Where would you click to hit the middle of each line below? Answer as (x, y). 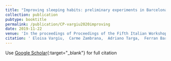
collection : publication (32, 15)
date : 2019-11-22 (24, 29)
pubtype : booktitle (26, 19)
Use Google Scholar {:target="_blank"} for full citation (61, 53)
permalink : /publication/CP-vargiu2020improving (58, 24)
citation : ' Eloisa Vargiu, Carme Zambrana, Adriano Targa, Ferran (82, 39)
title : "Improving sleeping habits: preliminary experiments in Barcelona (86, 10)
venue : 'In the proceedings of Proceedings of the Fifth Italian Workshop (86, 34)
